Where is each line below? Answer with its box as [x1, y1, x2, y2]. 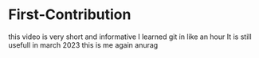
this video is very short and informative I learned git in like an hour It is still [8, 32, 253, 41]
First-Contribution [8, 6, 131, 24]
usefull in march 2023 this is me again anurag [8, 40, 159, 49]
